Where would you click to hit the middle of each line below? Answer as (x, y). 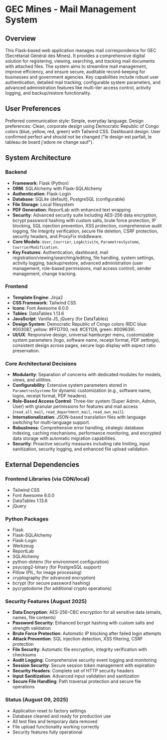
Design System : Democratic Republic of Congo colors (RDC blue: (80, 324)
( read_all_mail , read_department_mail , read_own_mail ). (69, 412)
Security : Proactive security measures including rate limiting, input (81, 444)
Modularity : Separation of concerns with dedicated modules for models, (87, 375)
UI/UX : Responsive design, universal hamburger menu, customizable (83, 335)
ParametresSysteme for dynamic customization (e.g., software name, (82, 391)
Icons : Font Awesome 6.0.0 (40, 308)
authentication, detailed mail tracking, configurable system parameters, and (83, 82)
